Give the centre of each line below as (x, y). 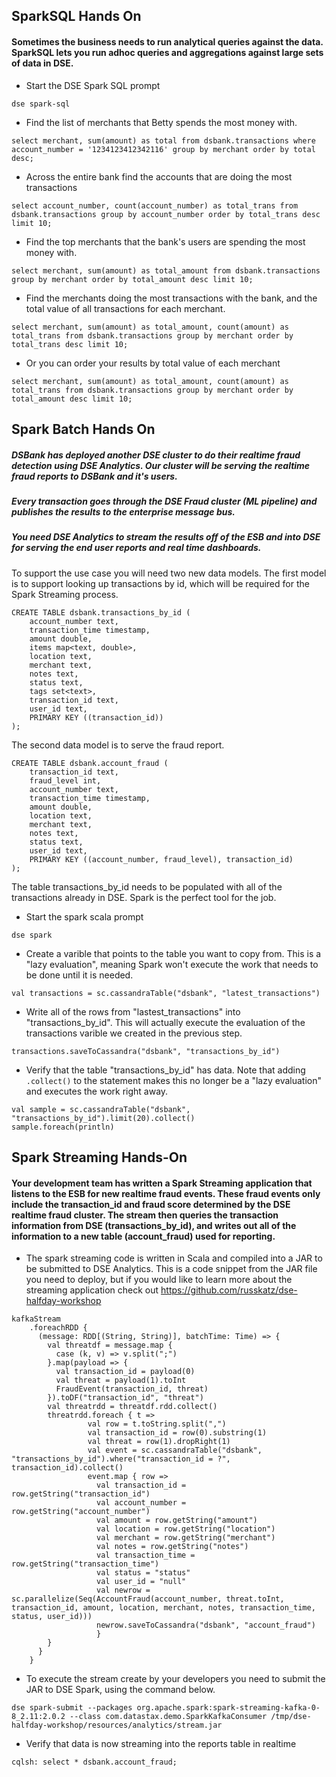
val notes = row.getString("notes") (172, 1547)
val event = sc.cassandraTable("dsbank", (175, 1450)
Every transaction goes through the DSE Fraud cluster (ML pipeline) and (164, 501)
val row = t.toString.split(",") (157, 1424)
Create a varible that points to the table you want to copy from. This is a (173, 953)
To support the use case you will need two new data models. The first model (169, 573)
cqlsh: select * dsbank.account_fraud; (94, 1762)
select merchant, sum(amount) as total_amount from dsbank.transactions (166, 270)
